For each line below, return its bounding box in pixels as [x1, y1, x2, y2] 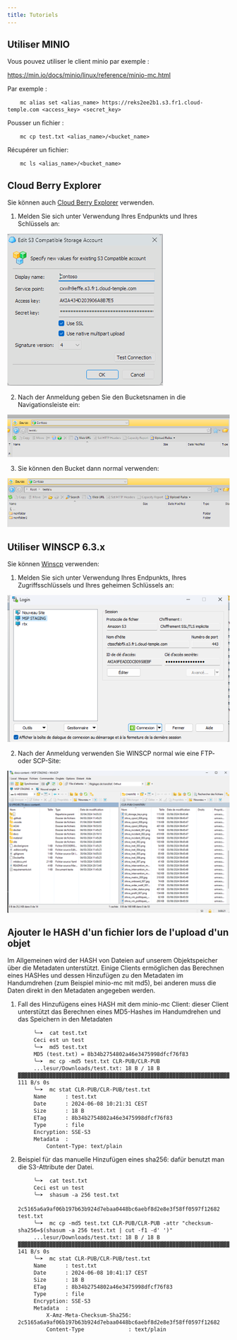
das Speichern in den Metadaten [17, 1015, 113, 1024]
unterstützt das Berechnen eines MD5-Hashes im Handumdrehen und [17, 1007, 221, 1016]
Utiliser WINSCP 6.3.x [7, 541, 106, 553]
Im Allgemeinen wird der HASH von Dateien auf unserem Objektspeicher [7, 956, 218, 965]
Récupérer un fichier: [7, 146, 69, 154]
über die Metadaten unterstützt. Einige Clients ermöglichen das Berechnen [7, 963, 224, 973]
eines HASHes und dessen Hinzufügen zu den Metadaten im [7, 971, 183, 980]
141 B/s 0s [17, 1248, 50, 1256]
